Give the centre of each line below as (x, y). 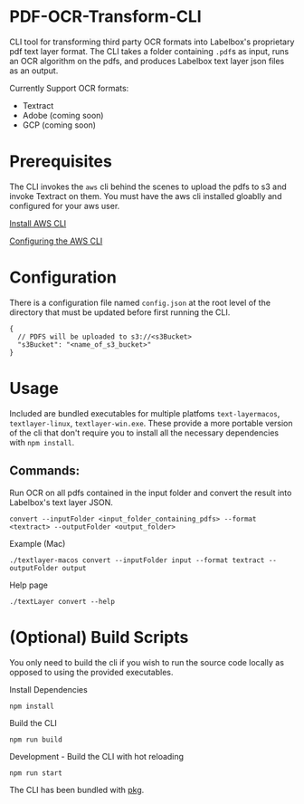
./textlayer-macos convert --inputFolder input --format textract (137, 560)
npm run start (36, 773)
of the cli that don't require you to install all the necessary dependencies (144, 433)
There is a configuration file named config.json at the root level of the (140, 302)
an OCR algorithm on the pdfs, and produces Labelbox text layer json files (147, 61)
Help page (28, 585)
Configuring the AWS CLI (56, 241)
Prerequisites (61, 162)
